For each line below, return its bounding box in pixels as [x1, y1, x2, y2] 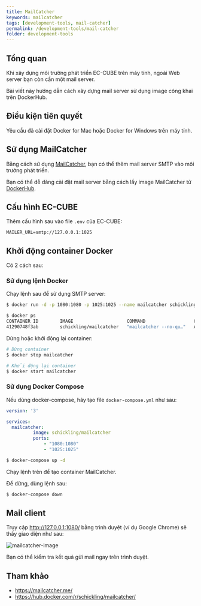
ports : [32, 436, 50, 442]
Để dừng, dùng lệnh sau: [6, 479, 67, 487]
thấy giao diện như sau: [6, 530, 64, 538]
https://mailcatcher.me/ [14, 587, 73, 594]
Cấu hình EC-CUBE [6, 202, 78, 212]
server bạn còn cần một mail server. [6, 76, 95, 83]
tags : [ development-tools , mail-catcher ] [6, 20, 111, 26]
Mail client [6, 508, 46, 518]
